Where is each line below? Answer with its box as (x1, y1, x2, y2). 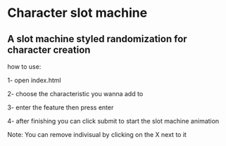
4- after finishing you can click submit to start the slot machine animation (7, 117, 220, 125)
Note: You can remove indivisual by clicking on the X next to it (7, 131, 187, 138)
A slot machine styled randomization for (7, 33, 188, 45)
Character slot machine (7, 5, 148, 21)
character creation (7, 44, 91, 55)
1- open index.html (7, 76, 61, 84)
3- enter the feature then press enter (7, 103, 114, 112)
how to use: (7, 62, 42, 71)
